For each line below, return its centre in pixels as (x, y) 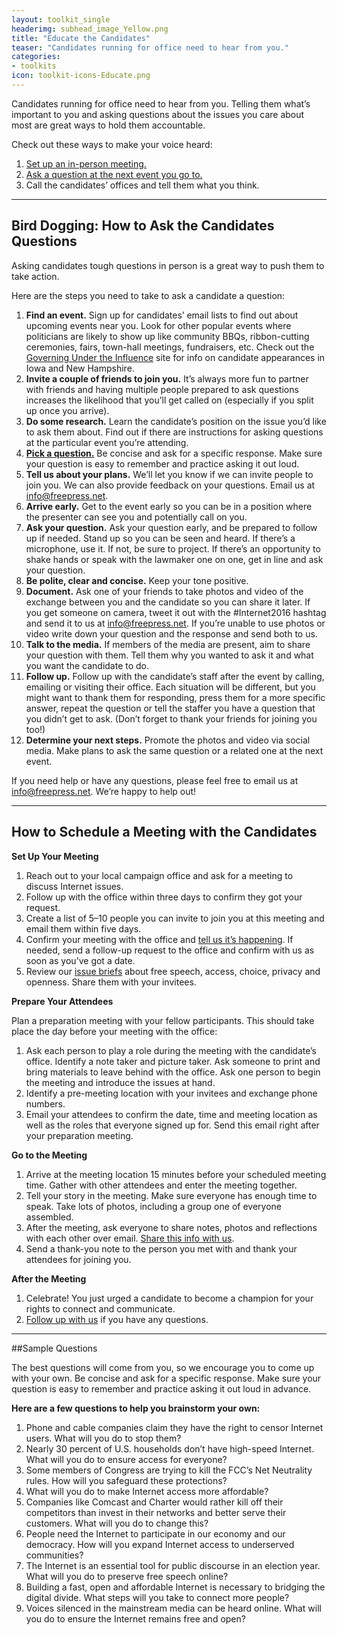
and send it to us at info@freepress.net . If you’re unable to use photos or (175, 623)
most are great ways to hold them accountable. (108, 125)
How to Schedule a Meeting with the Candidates (164, 832)
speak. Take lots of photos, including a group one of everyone (153, 1206)
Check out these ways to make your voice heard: (112, 144)
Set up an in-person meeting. (86, 163)
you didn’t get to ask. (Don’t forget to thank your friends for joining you (171, 718)
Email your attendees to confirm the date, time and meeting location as (171, 1114)
